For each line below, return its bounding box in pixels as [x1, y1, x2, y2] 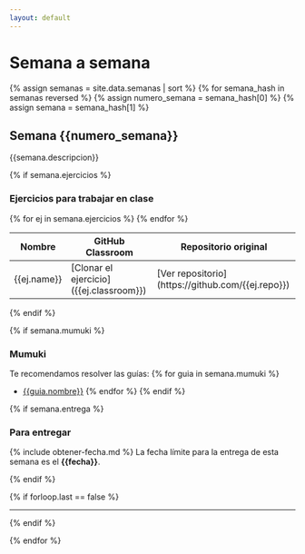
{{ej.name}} [14, 272, 63, 285]
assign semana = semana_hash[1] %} [9, 102, 150, 113]
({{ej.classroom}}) [71, 283, 147, 296]
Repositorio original [180, 240, 268, 252]
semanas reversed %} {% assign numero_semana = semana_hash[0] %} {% [9, 92, 295, 103]
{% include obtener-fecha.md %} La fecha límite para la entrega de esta [9, 447, 280, 458]
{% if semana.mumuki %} [9, 324, 105, 336]
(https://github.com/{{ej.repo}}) [156, 278, 290, 291]
